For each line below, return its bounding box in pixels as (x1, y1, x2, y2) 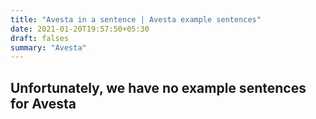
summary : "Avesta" (10, 42, 87, 53)
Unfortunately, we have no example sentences (10, 79, 307, 96)
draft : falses (10, 33, 70, 43)
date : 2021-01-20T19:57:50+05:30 (10, 24, 150, 34)
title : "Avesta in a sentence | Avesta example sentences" (10, 14, 262, 25)
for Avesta (10, 95, 77, 112)
